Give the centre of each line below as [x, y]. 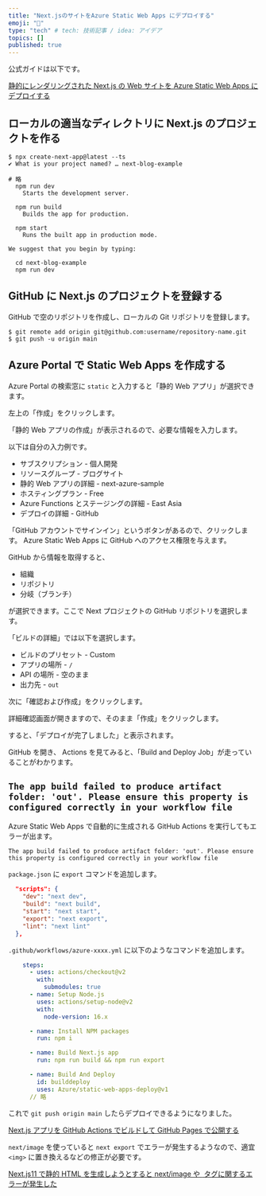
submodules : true [72, 988]
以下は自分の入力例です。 [50, 446]
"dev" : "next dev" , [55, 897]
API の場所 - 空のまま [54, 674]
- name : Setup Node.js [67, 995]
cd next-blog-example [51, 263]
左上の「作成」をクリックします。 [64, 413]
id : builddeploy [64, 1082]
